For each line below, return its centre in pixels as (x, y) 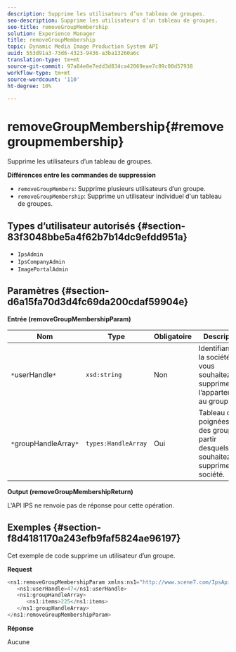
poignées (214, 422)
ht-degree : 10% (29, 86)
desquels (214, 448)
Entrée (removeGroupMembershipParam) (69, 319)
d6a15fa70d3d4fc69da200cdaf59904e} (98, 302)
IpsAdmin (30, 254)
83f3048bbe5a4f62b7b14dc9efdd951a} (97, 237)
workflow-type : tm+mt (39, 73)
